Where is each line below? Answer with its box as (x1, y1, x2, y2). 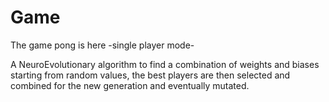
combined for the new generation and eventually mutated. (10, 79, 250, 91)
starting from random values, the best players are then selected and (10, 69, 291, 81)
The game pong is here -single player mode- (10, 39, 195, 51)
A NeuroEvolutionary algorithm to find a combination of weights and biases (10, 58, 320, 70)
